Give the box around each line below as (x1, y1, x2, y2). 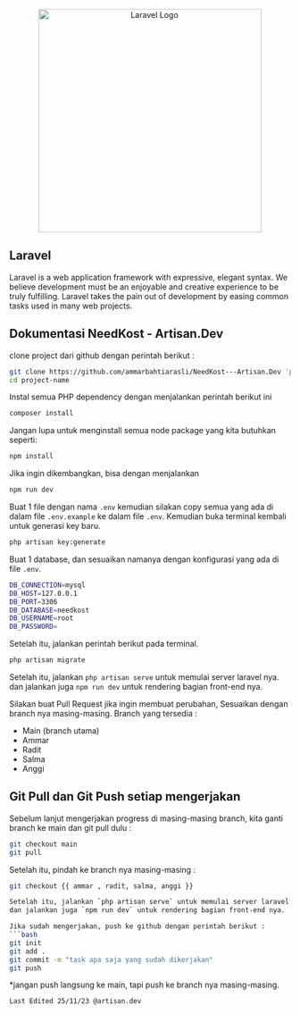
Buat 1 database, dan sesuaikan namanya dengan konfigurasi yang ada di (9, 554, 279, 565)
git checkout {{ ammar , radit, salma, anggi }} (9, 881, 194, 891)
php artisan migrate (9, 656, 87, 665)
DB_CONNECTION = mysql (9, 581, 87, 590)
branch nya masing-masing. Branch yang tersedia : (9, 708, 198, 718)
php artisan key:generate (9, 538, 105, 547)
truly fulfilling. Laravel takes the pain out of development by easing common (9, 290, 289, 301)
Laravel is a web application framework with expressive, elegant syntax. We (9, 272, 288, 282)
